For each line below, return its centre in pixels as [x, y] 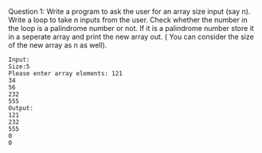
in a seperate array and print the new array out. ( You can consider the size [131, 36]
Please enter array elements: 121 [66, 74]
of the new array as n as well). [58, 45]
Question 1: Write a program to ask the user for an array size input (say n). [129, 11]
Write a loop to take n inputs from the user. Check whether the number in [128, 20]
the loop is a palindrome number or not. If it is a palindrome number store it [131, 28]
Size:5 [19, 67]
